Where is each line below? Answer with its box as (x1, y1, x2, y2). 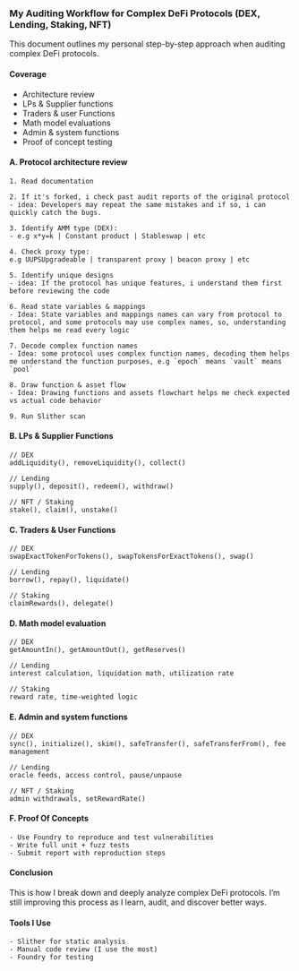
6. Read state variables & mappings (9, 302, 146, 311)
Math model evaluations (21, 117, 111, 128)
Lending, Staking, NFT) (9, 18, 112, 30)
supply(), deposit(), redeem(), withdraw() (9, 482, 175, 491)
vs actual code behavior (9, 396, 102, 405)
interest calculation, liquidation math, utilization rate (9, 669, 235, 678)
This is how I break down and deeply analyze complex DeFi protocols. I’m (9, 887, 280, 898)
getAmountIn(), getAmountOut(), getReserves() (9, 646, 186, 655)
